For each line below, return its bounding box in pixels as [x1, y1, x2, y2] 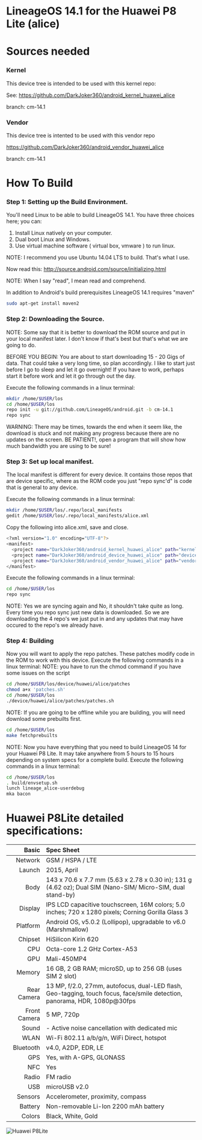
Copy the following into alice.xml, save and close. [6, 524, 129, 531]
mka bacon [6, 791, 31, 797]
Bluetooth [13, 1044, 40, 1052]
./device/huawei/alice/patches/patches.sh [6, 698, 114, 704]
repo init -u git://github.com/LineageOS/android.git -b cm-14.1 [6, 406, 173, 413]
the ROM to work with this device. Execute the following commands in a [6, 656, 184, 664]
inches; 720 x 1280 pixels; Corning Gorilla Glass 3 [46, 908, 189, 917]
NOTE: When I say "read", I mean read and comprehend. [6, 277, 146, 284]
